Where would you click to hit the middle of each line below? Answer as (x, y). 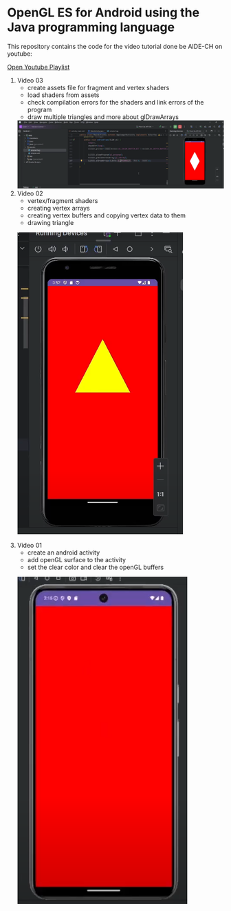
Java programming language (91, 27)
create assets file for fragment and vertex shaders (98, 87)
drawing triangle (51, 222)
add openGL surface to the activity (76, 559)
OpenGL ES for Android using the (103, 13)
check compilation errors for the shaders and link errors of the (115, 102)
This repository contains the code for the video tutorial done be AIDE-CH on (115, 46)
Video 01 (30, 545)
